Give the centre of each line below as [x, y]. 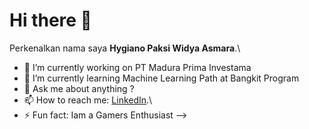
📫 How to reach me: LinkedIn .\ [88, 100]
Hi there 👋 [50, 20]
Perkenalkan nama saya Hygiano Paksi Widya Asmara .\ [125, 48]
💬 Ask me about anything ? [79, 88]
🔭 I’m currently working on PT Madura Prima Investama [137, 67]
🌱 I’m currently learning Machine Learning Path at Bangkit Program [161, 78]
